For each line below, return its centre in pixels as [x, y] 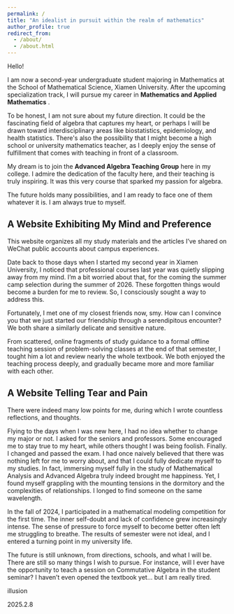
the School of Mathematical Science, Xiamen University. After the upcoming [117, 87]
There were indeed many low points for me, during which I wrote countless [115, 410]
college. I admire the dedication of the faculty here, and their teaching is [111, 174]
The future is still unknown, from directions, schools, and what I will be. [109, 554]
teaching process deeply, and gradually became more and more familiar [111, 363]
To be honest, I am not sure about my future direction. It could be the [107, 116]
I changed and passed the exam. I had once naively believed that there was [116, 453]
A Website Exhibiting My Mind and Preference [109, 224]
